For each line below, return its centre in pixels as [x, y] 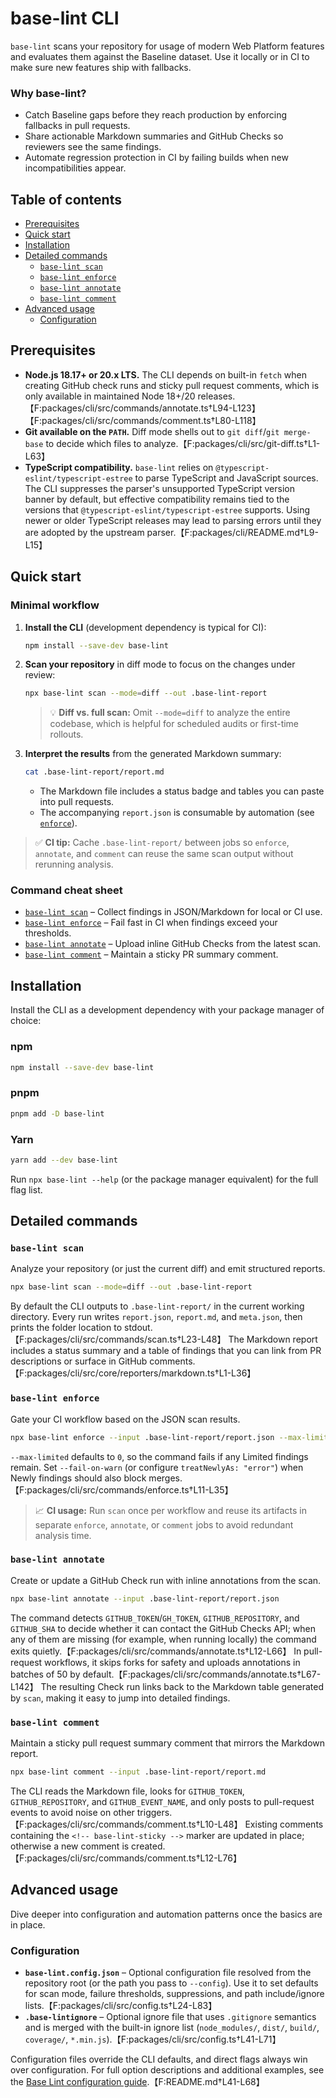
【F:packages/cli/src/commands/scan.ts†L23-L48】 [118, 1339]
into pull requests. [77, 802]
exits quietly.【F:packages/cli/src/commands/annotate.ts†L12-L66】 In [156, 1651]
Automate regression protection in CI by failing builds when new [156, 158]
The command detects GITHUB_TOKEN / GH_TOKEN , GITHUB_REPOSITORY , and [155, 1618]
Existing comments [284, 1824]
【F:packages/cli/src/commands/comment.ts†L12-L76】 [126, 1858]
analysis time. [63, 1535]
